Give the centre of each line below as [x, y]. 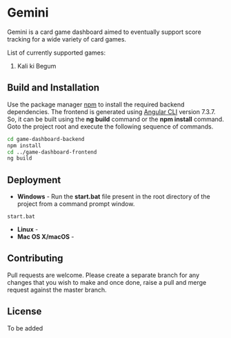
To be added [25, 328]
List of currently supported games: [56, 53]
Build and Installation [53, 88]
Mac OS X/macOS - [46, 237]
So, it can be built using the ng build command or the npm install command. [115, 119]
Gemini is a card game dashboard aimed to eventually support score [104, 32]
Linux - [28, 229]
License [24, 311]
